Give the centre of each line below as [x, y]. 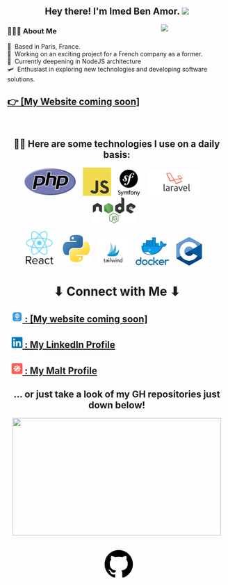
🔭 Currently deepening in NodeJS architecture [74, 61]
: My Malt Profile [60, 370]
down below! [117, 405]
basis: [117, 155]
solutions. [21, 79]
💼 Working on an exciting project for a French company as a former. [105, 54]
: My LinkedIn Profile [70, 345]
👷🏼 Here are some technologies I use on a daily [117, 144]
